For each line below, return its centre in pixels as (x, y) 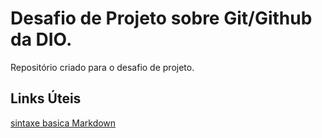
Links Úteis (46, 98)
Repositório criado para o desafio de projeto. (102, 67)
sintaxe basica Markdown (63, 123)
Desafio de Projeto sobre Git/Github (161, 18)
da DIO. (41, 39)
